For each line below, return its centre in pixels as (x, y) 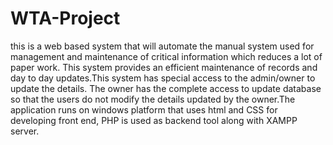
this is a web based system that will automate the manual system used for (162, 46)
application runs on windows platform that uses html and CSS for (144, 109)
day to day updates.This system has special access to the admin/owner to (163, 78)
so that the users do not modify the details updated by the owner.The (153, 99)
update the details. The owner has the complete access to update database (166, 88)
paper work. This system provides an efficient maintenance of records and (164, 67)
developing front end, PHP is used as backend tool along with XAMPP (154, 120)
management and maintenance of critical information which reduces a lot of (166, 56)
